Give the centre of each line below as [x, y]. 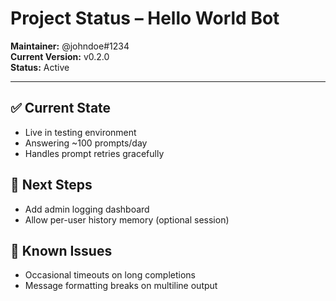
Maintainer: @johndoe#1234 [70, 46]
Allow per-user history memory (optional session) [127, 219]
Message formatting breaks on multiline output [121, 286]
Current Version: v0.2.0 [60, 56]
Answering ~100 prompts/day [86, 143]
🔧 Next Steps [51, 185]
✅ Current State [61, 108]
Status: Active [40, 67]
